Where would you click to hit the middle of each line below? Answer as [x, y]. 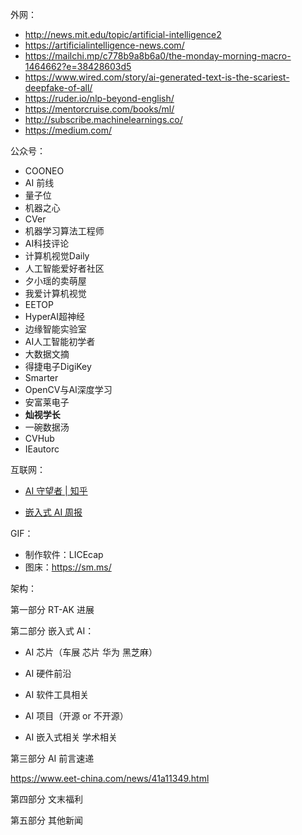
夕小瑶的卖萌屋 [55, 281]
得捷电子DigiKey [58, 366]
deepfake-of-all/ [58, 87]
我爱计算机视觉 [55, 293]
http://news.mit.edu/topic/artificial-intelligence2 [123, 34]
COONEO [44, 171]
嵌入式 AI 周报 [53, 512]
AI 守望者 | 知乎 [56, 491]
